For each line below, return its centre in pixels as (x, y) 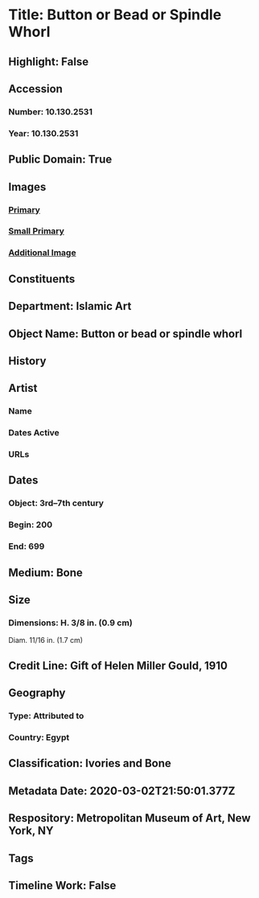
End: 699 (27, 546)
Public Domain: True (60, 160)
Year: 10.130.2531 (43, 133)
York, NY (31, 831)
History (27, 361)
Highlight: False (49, 62)
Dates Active (34, 433)
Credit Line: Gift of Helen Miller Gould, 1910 (118, 665)
